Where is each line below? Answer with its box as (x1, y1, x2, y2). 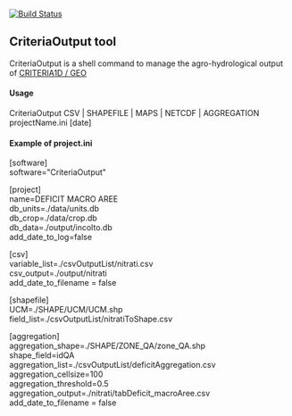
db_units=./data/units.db (9, 204, 100, 214)
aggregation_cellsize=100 (9, 369, 104, 379)
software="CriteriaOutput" (9, 167, 107, 178)
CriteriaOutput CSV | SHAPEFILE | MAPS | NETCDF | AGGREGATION (9, 108, 260, 119)
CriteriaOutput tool (9, 34, 117, 49)
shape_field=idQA (9, 350, 75, 361)
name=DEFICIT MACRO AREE (9, 194, 119, 204)
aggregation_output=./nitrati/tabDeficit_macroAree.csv (9, 388, 211, 399)
